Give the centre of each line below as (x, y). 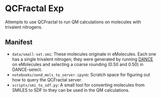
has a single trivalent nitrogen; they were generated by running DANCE (82, 59)
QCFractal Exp (34, 8)
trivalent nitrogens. (24, 27)
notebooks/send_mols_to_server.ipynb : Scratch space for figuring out (81, 74)
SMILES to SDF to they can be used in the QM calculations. (71, 90)
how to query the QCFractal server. (47, 80)
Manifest (19, 42)
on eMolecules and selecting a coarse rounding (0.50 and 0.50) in (78, 64)
